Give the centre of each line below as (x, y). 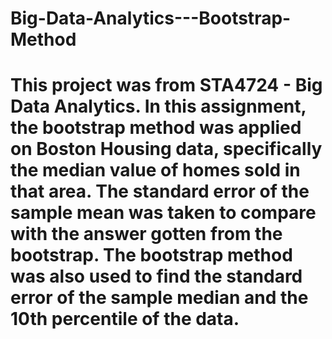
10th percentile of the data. (125, 319)
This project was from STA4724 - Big (166, 85)
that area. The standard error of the (160, 191)
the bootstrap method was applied (156, 128)
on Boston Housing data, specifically (166, 149)
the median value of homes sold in (155, 170)
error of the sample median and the (159, 298)
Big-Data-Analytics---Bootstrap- (151, 18)
